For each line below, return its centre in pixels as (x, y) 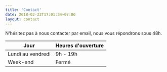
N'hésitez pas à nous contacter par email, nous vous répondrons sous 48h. (84, 33)
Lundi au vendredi (29, 54)
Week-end (21, 62)
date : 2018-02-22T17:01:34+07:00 (40, 14)
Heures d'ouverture (80, 45)
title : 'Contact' (24, 10)
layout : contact (22, 19)
